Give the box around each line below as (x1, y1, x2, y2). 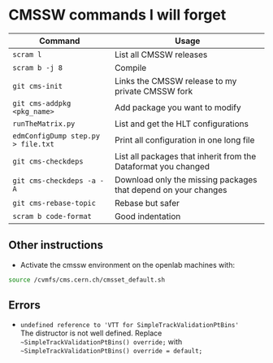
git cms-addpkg (12, 98, 71, 107)
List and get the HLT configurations (115, 118, 249, 129)
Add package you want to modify (115, 102, 241, 113)
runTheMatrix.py (12, 119, 76, 128)
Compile (115, 62, 147, 73)
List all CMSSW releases (115, 49, 208, 60)
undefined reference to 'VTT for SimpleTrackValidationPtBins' (19, 321, 240, 330)
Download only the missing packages (115, 173, 258, 185)
